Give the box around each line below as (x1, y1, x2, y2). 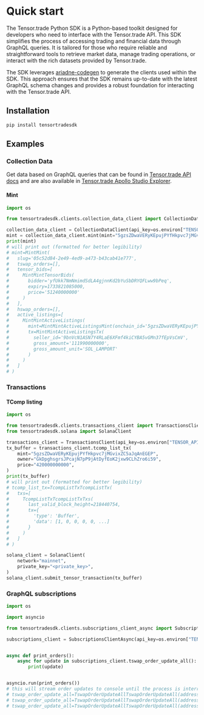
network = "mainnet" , (17, 558, 67, 564)
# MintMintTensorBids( (6, 272, 75, 279)
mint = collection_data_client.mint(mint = (6, 233, 115, 239)
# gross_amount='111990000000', (6, 340, 110, 346)
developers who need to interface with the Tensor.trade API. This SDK (6, 30, 182, 38)
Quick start (6, 4, 64, 18)
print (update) (28, 664, 64, 670)
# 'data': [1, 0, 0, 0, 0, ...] (6, 519, 110, 525)
